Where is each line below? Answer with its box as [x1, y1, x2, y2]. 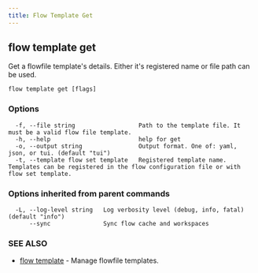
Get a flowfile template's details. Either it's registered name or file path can [8, 62, 250, 71]
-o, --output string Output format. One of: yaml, [15, 142, 238, 150]
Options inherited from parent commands [8, 188, 171, 199]
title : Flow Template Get [8, 11, 93, 20]
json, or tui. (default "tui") [8, 149, 111, 157]
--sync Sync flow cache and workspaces [28, 220, 210, 228]
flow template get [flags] [8, 85, 97, 93]
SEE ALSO [8, 237, 48, 249]
